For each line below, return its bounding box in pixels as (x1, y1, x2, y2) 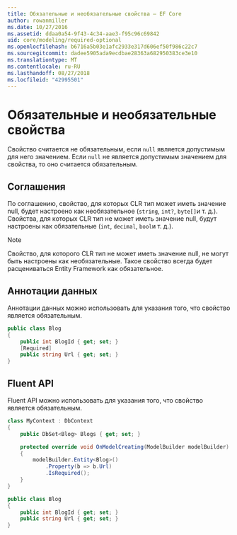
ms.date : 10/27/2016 (7, 23, 69, 30)
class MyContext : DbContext (7, 418, 93, 425)
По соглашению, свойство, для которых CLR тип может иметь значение (7, 200, 226, 208)
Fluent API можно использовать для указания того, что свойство (7, 396, 204, 404)
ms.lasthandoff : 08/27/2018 (7, 69, 91, 76)
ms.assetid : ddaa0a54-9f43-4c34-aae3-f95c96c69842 (7, 30, 160, 38)
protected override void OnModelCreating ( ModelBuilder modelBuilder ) (20, 443, 230, 450)
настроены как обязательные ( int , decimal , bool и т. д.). (7, 222, 173, 231)
